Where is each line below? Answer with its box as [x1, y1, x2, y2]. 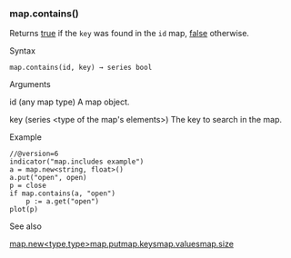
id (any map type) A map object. [9, 96, 130, 107]
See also [9, 221, 43, 232]
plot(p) [9, 205, 39, 214]
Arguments [9, 79, 52, 90]
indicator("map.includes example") [9, 157, 145, 166]
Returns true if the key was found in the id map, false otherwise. [9, 28, 250, 39]
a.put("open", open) [9, 174, 88, 183]
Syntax [9, 45, 36, 56]
